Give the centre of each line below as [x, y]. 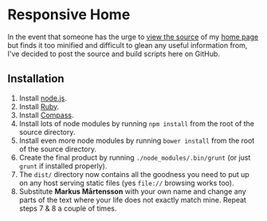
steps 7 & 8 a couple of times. [68, 208]
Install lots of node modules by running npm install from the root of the [136, 123]
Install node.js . [43, 98]
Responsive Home [69, 15]
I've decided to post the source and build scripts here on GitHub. [114, 53]
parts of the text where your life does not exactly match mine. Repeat [132, 199]
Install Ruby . [39, 106]
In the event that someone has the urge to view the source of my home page [133, 37]
